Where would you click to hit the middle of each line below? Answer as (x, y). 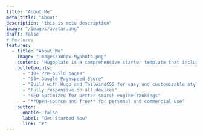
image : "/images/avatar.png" (43, 29)
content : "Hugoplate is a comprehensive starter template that (98, 62)
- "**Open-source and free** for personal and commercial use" (104, 101)
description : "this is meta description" (59, 23)
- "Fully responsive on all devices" (70, 90)
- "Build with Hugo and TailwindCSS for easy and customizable (104, 85)
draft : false (23, 34)
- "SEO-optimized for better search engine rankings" (92, 96)
